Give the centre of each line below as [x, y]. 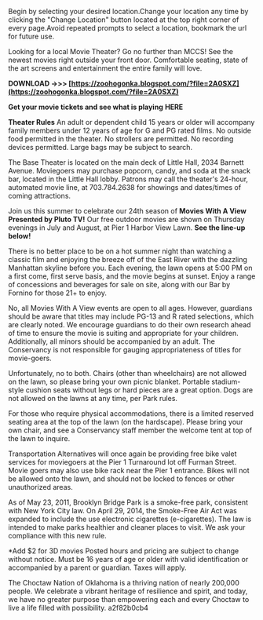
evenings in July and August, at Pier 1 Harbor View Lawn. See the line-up [127, 228]
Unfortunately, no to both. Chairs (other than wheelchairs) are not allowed [128, 373]
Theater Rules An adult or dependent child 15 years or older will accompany [131, 122]
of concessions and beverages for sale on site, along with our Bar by [119, 284]
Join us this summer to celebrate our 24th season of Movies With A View [128, 211]
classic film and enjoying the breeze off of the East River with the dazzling [128, 259]
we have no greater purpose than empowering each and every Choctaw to [129, 599]
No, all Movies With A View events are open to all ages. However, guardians [130, 308]
